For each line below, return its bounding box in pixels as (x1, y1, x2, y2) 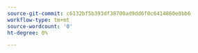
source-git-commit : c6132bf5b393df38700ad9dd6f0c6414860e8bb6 (7, 10, 191, 17)
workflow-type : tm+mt (7, 17, 70, 23)
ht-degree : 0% (7, 29, 49, 36)
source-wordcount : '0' (7, 23, 73, 30)
